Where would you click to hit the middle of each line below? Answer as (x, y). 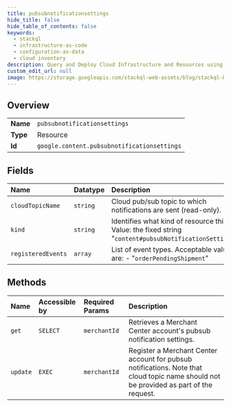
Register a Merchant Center (173, 350)
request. (142, 393)
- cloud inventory (40, 58)
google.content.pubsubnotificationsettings (109, 146)
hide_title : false (33, 20)
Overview (29, 105)
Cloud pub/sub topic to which (159, 201)
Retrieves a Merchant (163, 322)
